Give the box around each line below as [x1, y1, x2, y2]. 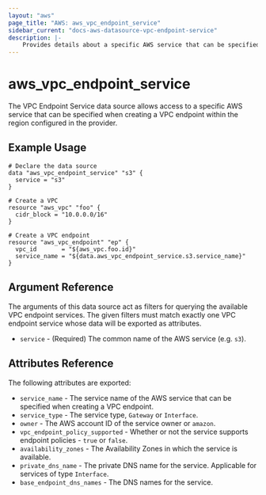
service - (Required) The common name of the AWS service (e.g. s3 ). [19, 333, 247, 343]
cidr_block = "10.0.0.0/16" [15, 211, 108, 219]
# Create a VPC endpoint [8, 231, 90, 239]
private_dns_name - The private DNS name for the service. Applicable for [19, 460, 257, 470]
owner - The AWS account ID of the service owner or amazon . [19, 418, 216, 428]
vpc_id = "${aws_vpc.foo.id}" [15, 245, 136, 253]
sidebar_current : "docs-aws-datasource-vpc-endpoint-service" [8, 26, 218, 34]
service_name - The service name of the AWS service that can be [19, 393, 232, 402]
